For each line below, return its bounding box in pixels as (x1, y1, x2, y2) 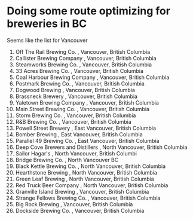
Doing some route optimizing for (7, 4, 171, 18)
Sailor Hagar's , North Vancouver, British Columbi (15, 149, 137, 157)
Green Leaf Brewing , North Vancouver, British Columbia (15, 175, 154, 182)
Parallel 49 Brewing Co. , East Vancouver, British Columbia (15, 137, 160, 144)
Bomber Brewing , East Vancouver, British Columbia (15, 130, 143, 138)
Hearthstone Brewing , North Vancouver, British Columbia (15, 169, 158, 176)
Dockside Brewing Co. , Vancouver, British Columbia (15, 207, 145, 214)
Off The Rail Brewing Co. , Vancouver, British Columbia (15, 48, 151, 55)
